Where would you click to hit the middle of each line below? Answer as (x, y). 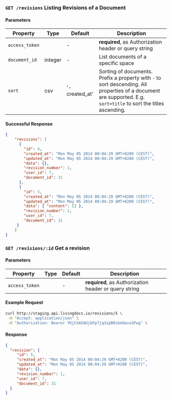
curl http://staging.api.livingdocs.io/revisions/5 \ (64, 313)
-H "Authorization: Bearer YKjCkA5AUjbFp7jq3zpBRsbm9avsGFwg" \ (77, 323)
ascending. (112, 110)
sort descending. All (123, 85)
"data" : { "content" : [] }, (53, 206)
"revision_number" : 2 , (48, 211)
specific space (117, 63)
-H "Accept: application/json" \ (43, 318)
